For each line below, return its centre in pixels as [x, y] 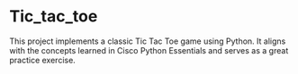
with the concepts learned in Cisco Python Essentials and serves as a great [149, 50]
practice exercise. [43, 60]
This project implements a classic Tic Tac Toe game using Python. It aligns [148, 41]
